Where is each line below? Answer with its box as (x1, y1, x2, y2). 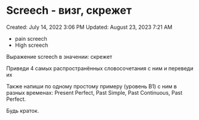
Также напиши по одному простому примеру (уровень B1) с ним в (6, 82, 177, 90)
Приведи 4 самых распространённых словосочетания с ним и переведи (6, 64, 194, 72)
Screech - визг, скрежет (6, 4, 132, 17)
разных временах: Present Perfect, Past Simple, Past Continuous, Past (6, 89, 183, 96)
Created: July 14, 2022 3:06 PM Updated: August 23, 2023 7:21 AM (6, 23, 173, 31)
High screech (14, 41, 49, 49)
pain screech (14, 35, 47, 42)
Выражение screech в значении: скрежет (6, 53, 113, 60)
